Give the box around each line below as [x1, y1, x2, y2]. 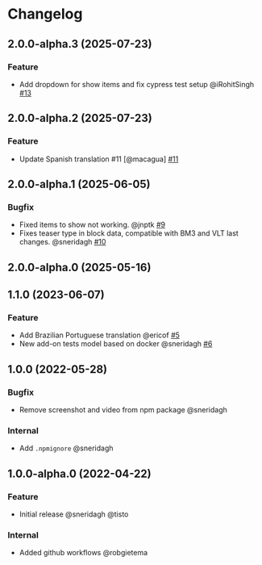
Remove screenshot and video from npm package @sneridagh [19, 405, 227, 415]
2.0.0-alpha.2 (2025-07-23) [7, 111, 152, 125]
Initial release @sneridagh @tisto [19, 509, 129, 519]
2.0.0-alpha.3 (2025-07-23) [7, 37, 152, 51]
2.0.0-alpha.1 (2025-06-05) [7, 177, 151, 190]
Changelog [7, 5, 83, 23]
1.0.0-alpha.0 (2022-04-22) [7, 467, 152, 480]
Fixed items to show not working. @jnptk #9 [19, 220, 166, 230]
